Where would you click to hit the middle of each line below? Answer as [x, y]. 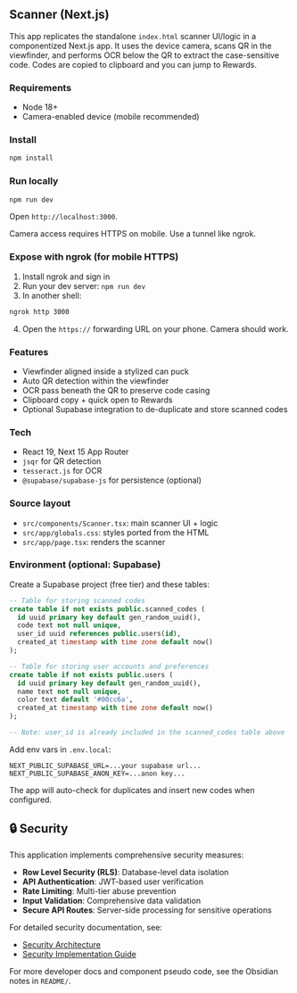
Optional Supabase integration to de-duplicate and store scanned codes [155, 409]
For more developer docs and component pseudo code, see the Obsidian [144, 971]
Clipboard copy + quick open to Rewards [97, 400]
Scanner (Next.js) [59, 15]
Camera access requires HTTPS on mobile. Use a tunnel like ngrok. [133, 234]
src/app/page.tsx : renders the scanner [94, 542]
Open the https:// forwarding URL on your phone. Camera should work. [155, 328]
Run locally [34, 181]
